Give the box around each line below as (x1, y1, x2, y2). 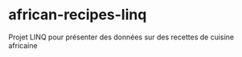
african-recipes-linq (8, 6, 147, 24)
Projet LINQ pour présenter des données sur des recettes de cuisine (8, 32, 235, 42)
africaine (8, 40, 38, 50)
